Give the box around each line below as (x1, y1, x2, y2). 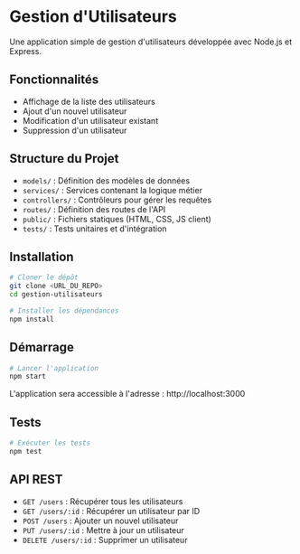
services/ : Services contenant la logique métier (22, 184, 203, 195)
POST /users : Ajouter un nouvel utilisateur (22, 515, 179, 526)
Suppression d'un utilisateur (22, 125, 127, 136)
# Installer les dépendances (9, 306, 119, 315)
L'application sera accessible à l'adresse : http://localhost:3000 (9, 389, 246, 399)
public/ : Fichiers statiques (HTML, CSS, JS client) (22, 213, 212, 224)
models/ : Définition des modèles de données (22, 174, 191, 186)
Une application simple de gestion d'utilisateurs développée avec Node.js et (9, 36, 293, 47)
